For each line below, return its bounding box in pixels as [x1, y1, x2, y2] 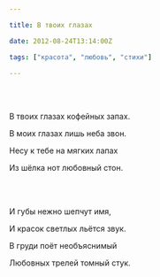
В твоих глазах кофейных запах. [9, 112, 131, 122]
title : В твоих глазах [9, 20, 93, 29]
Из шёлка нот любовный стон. [9, 163, 124, 173]
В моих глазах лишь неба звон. [9, 128, 126, 139]
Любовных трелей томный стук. [9, 258, 131, 268]
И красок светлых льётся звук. [9, 223, 126, 235]
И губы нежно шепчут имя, [9, 206, 112, 217]
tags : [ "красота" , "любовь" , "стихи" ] [9, 52, 152, 62]
